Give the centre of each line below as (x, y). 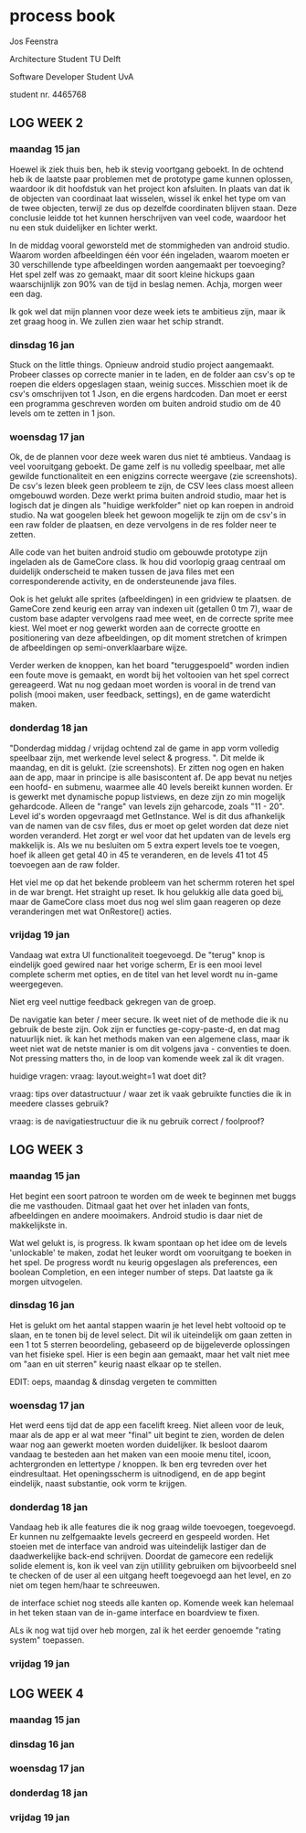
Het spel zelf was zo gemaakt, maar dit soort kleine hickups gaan (132, 274)
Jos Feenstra (34, 41)
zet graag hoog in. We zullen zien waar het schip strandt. (117, 321)
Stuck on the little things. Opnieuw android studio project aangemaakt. (142, 364)
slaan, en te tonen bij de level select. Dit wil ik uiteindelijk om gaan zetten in (151, 1335)
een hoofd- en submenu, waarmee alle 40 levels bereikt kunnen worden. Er (152, 786)
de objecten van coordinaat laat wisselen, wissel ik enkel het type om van (148, 198)
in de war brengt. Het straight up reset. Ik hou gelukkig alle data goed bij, (147, 891)
